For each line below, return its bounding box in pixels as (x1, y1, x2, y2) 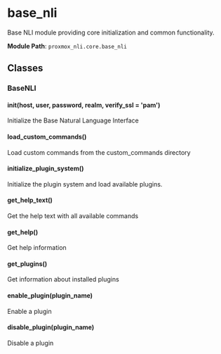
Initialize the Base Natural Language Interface (7, 116, 139, 125)
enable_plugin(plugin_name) (7, 291, 93, 300)
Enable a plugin (7, 307, 52, 315)
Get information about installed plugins (7, 275, 119, 284)
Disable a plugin (7, 339, 54, 347)
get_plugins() (7, 259, 48, 268)
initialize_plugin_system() (7, 164, 84, 173)
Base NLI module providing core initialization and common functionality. (7, 28, 215, 37)
